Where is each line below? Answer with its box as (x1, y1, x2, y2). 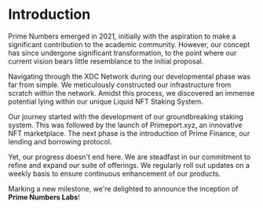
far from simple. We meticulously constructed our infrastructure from (8, 80, 232, 89)
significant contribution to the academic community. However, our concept (8, 39, 250, 49)
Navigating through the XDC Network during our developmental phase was (8, 71, 251, 81)
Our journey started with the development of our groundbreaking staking (8, 111, 243, 121)
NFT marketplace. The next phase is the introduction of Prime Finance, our (8, 128, 250, 138)
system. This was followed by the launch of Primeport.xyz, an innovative (8, 120, 243, 130)
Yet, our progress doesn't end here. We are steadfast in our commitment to (8, 151, 251, 162)
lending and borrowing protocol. (8, 137, 112, 146)
